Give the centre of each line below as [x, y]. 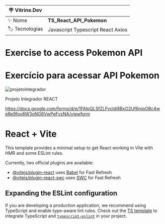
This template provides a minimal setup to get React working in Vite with [79, 148]
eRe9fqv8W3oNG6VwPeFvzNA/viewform [48, 114]
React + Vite [31, 134]
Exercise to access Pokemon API [74, 53]
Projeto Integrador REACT [32, 99]
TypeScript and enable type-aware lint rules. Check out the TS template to [81, 211]
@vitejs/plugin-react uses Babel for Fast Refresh [62, 172]
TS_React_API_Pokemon [77, 20]
